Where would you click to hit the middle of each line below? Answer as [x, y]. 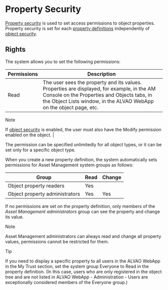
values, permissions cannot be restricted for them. [57, 241]
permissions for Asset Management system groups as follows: [69, 165]
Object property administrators [44, 194]
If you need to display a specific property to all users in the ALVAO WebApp [83, 261]
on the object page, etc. [70, 107]
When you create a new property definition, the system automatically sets [81, 159]
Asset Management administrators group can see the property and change [82, 211]
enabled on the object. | [30, 135]
